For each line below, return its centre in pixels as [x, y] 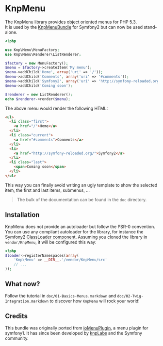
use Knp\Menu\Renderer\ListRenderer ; [43, 54]
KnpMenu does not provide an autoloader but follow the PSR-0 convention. [80, 227]
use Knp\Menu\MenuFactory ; [32, 50]
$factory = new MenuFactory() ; [37, 63]
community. [17, 338]
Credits [16, 316]
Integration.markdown [27, 301]
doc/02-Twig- [130, 296]
